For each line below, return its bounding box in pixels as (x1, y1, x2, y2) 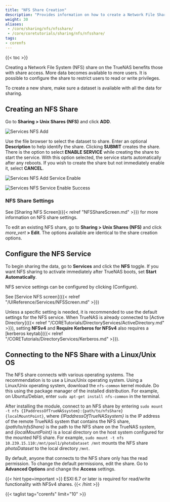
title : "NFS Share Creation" (5, 7, 67, 13)
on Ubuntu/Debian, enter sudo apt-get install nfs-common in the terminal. (5, 393, 160, 399)
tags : (5, 36, 17, 41)
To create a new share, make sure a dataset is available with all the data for (5, 85, 162, 91)
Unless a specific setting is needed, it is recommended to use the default (5, 309, 158, 315)
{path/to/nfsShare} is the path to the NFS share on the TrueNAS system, (5, 424, 156, 430)
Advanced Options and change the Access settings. (5, 466, 116, 472)
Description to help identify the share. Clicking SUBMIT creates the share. (5, 143, 160, 150)
